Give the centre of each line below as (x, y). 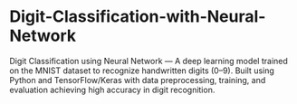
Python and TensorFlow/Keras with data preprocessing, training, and (138, 80)
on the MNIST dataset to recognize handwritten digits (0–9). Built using (142, 71)
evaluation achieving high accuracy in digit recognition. (112, 90)
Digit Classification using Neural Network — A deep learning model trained (148, 61)
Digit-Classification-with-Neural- (138, 17)
